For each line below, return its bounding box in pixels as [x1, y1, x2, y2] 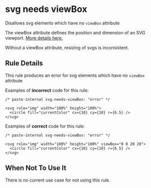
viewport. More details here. [5, 35, 63, 41]
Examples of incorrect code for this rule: [5, 87, 89, 93]
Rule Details [5, 59, 43, 68]
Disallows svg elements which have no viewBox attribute [5, 20, 120, 26]
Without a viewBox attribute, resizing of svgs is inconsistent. [5, 44, 129, 50]
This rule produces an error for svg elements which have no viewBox [5, 72, 145, 78]
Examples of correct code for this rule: [5, 123, 85, 129]
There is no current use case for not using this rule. [5, 177, 111, 183]
